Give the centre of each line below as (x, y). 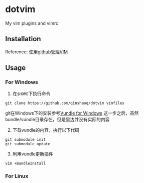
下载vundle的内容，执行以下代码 (46, 130)
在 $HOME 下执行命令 (31, 94)
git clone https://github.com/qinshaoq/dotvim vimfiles (65, 103)
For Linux (17, 176)
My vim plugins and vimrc (32, 23)
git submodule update (28, 144)
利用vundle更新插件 (33, 154)
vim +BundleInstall (26, 164)
